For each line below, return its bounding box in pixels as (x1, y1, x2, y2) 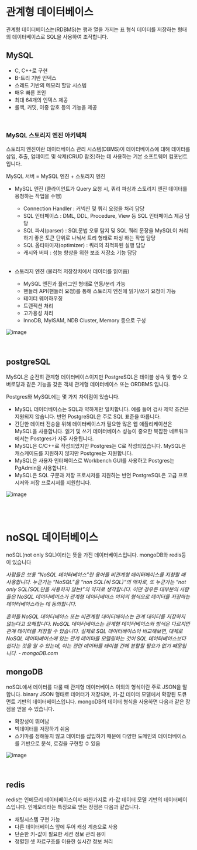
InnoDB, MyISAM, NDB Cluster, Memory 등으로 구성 (23, 317, 146, 324)
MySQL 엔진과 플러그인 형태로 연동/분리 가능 (23, 280, 126, 288)
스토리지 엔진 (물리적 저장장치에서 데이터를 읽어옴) (14, 268, 130, 275)
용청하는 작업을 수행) (14, 193, 63, 200)
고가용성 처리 (23, 309, 54, 317)
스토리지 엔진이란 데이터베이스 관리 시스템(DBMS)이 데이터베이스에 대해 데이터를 (6, 146, 191, 153)
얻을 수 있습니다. (16, 705, 54, 712)
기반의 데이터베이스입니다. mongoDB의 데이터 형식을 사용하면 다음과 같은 (16, 698, 185, 705)
